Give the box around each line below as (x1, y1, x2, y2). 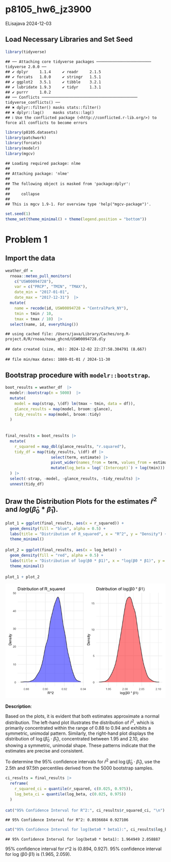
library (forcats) (5, 140, 42, 146)
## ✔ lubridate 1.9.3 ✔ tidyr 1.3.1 (5, 84, 101, 90)
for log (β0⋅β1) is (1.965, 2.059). (5, 851, 71, 857)
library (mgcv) (5, 151, 36, 156)
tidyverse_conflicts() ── (5, 100, 60, 105)
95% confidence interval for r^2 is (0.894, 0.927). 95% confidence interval (5, 846, 162, 852)
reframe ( (10, 781, 28, 786)
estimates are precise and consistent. (5, 748, 84, 754)
